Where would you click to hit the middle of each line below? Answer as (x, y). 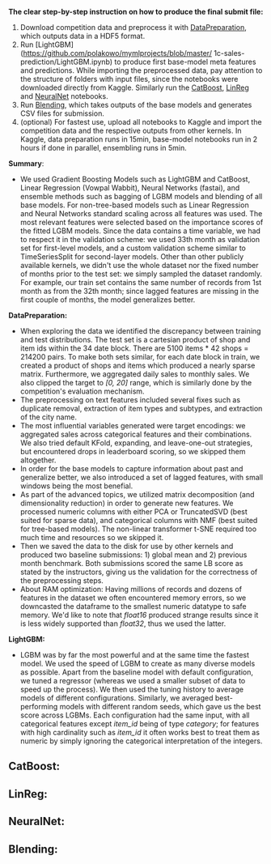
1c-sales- (229, 53)
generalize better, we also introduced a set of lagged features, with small (142, 477)
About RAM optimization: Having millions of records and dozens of (131, 589)
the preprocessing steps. (61, 581)
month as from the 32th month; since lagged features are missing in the (140, 291)
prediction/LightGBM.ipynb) (66, 62)
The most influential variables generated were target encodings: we (133, 426)
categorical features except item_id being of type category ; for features (140, 724)
